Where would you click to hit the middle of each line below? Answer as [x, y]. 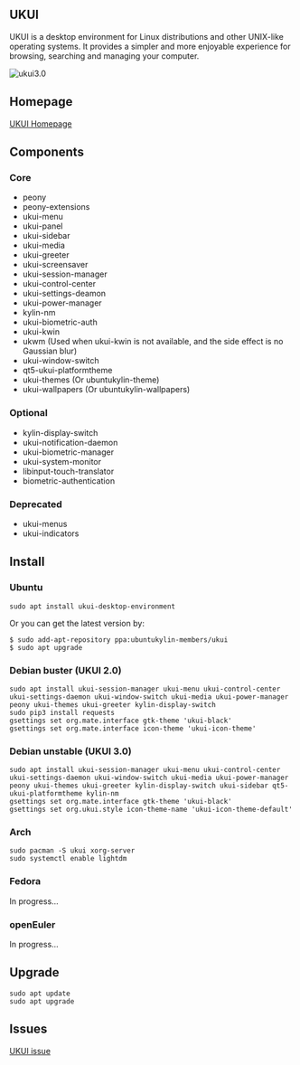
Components [47, 152]
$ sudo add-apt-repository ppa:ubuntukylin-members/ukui [119, 640]
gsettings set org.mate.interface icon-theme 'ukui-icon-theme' [133, 728]
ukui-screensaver [55, 265]
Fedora [25, 881]
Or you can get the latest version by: [77, 623]
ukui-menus [45, 523]
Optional [28, 413]
